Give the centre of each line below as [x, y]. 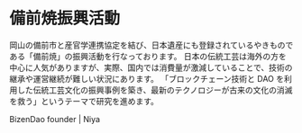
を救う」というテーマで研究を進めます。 [84, 101]
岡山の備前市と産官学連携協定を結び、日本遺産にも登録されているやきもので [151, 45]
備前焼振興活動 [65, 18]
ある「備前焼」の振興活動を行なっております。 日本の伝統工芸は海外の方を [148, 56]
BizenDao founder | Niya [55, 119]
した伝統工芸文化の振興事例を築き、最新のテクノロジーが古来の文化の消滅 [155, 90]
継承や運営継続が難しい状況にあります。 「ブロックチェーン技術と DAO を [147, 78]
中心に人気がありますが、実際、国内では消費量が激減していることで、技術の [151, 67]
